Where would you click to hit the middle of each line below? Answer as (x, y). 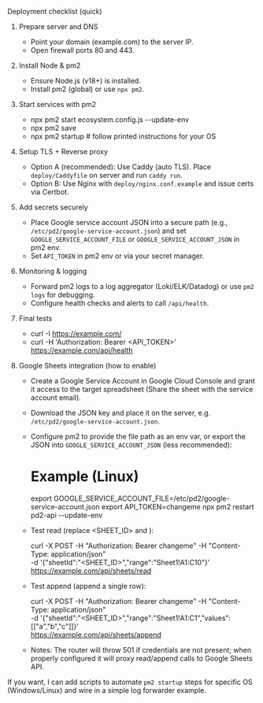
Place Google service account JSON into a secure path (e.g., (129, 222)
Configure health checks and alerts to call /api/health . (120, 303)
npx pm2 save (53, 128)
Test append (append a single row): (88, 586)
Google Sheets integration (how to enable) (87, 366)
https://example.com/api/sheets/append (96, 635)
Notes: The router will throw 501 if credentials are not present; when (141, 649)
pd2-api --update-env (67, 515)
